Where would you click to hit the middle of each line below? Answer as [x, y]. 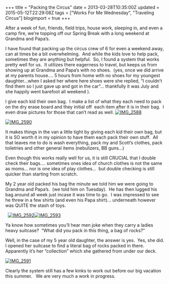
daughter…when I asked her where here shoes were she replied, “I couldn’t [84, 81]
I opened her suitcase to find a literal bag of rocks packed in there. [75, 246]
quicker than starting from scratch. [42, 174]
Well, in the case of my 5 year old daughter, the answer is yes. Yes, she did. [85, 240]
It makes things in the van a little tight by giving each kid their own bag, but [83, 132]
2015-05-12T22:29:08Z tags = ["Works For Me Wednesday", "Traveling [80, 13]
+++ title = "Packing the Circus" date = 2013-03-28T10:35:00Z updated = [82, 7]
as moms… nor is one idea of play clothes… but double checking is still [80, 169]
